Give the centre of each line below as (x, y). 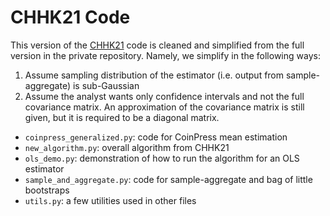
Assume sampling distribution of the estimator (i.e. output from (154, 75)
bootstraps (47, 190)
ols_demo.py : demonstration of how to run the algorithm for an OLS (162, 158)
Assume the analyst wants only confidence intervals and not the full (164, 96)
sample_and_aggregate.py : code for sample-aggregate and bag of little (168, 179)
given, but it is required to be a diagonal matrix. (122, 117)
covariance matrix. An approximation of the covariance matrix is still (164, 107)
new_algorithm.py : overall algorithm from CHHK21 (127, 147)
